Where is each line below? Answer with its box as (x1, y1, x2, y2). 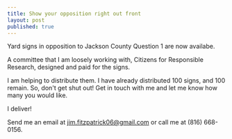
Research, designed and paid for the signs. (7, 63, 131, 72)
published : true (7, 23, 54, 30)
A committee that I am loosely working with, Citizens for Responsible (7, 56, 204, 64)
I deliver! (7, 105, 33, 113)
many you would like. (7, 91, 68, 99)
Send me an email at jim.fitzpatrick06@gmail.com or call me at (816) (7, 118, 203, 126)
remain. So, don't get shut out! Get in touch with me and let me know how (7, 84, 217, 92)
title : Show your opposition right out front (7, 10, 141, 17)
